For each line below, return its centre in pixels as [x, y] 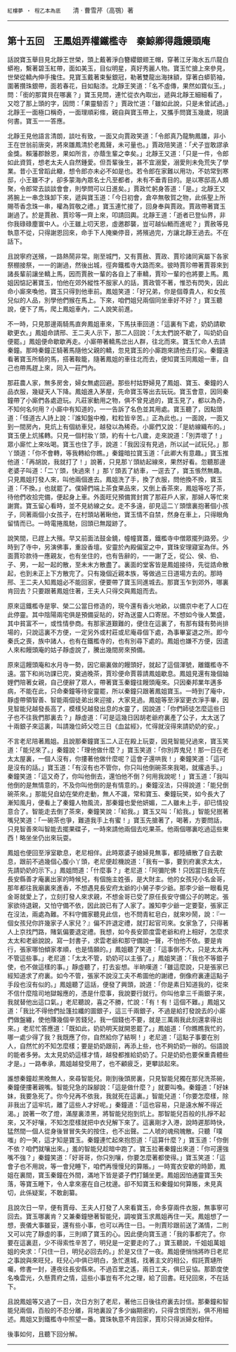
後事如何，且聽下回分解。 [44, 1334]
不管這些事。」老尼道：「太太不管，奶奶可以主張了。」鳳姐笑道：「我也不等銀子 [118, 958]
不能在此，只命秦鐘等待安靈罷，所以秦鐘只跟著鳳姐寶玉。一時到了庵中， [124, 691]
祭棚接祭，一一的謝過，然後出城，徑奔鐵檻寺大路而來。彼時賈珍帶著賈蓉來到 [118, 265]
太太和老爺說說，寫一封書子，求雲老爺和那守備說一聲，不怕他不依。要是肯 [115, 940]
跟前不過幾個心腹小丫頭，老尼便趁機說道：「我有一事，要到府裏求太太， [123, 861]
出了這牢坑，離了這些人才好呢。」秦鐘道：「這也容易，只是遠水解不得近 [121, 1105]
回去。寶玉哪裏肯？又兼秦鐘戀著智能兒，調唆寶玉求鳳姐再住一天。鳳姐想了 [115, 1216]
